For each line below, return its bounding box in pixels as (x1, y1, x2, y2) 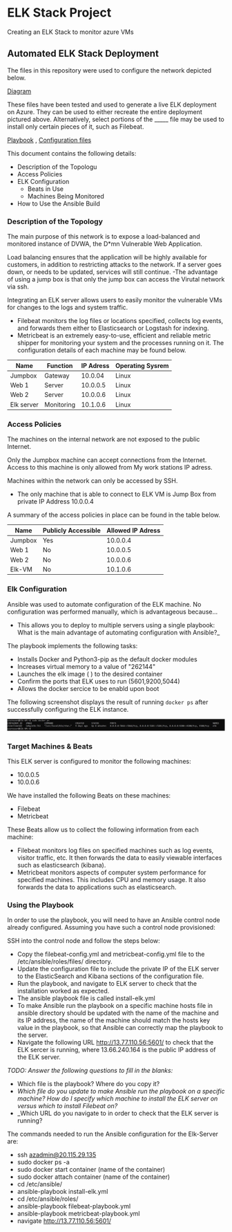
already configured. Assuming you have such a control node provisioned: (7, 923, 215, 932)
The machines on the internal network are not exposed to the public (7, 435, 200, 443)
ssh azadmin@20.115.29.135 (17, 1150, 97, 1159)
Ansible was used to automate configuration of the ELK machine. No (7, 600, 202, 608)
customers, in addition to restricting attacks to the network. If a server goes (7, 261, 222, 269)
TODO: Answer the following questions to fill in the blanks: (7, 1067, 173, 1075)
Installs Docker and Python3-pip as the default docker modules (17, 655, 198, 663)
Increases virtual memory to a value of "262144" (17, 662, 156, 670)
